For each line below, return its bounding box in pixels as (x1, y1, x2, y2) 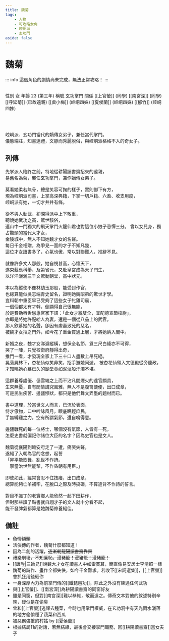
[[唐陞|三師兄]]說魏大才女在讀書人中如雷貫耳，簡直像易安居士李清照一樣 (12, 561, 162, 567)
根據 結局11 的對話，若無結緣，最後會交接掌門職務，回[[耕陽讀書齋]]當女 (12, 624, 160, 630)
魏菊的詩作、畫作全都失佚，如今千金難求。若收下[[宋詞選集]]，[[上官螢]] (12, 567, 163, 573)
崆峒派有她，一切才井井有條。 (5, 199, 67, 205)
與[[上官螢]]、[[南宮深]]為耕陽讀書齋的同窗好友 (12, 586, 110, 593)
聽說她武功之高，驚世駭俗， (5, 217, 63, 223)
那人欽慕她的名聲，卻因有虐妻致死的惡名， (5, 322, 94, 328)
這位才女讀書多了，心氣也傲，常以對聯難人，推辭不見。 (5, 249, 120, 255)
